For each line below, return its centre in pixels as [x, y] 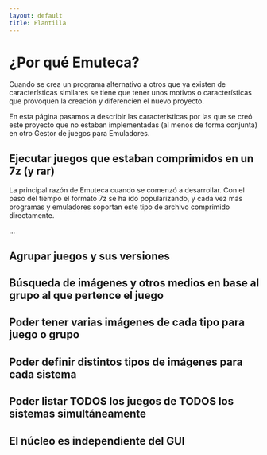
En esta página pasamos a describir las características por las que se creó [131, 117]
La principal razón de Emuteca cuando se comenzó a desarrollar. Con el [127, 190]
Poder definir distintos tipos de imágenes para [126, 362]
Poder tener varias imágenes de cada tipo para [127, 323]
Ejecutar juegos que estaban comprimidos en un [132, 159]
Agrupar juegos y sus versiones [89, 256]
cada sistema [43, 374]
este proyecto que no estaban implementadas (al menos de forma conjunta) [133, 125]
